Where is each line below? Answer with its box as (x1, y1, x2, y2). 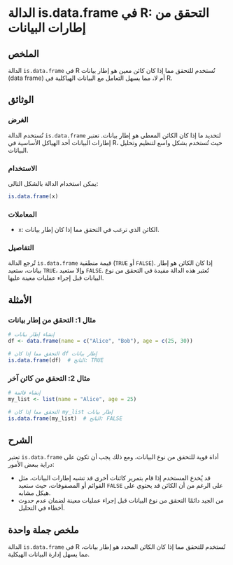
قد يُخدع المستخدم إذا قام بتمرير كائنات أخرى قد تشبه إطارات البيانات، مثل (17, 474, 211, 482)
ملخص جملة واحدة (8, 524, 79, 536)
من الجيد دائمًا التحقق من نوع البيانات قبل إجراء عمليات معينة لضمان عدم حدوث (17, 496, 224, 505)
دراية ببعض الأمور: (8, 461, 55, 469)
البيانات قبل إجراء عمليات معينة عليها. (8, 273, 104, 282)
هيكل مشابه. (17, 489, 51, 497)
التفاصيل (8, 243, 34, 253)
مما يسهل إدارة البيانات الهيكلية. (8, 550, 90, 559)
